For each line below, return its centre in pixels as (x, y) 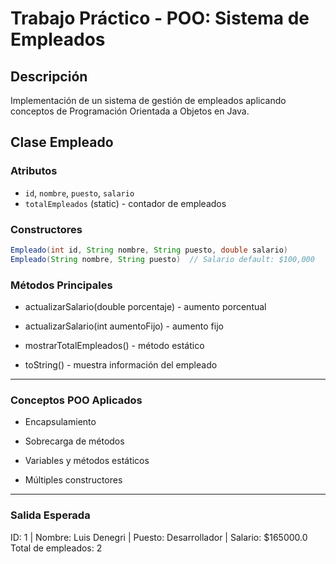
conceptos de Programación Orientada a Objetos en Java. (130, 111)
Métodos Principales (61, 285)
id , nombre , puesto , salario (79, 193)
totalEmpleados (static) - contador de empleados (125, 203)
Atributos (34, 171)
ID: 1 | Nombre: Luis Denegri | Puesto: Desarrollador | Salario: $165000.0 (159, 537)
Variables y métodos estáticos (87, 461)
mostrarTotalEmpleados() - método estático (114, 346)
